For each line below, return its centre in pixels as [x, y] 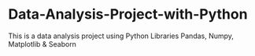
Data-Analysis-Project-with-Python [128, 14]
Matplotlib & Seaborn [42, 44]
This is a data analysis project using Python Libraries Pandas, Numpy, [121, 36]
